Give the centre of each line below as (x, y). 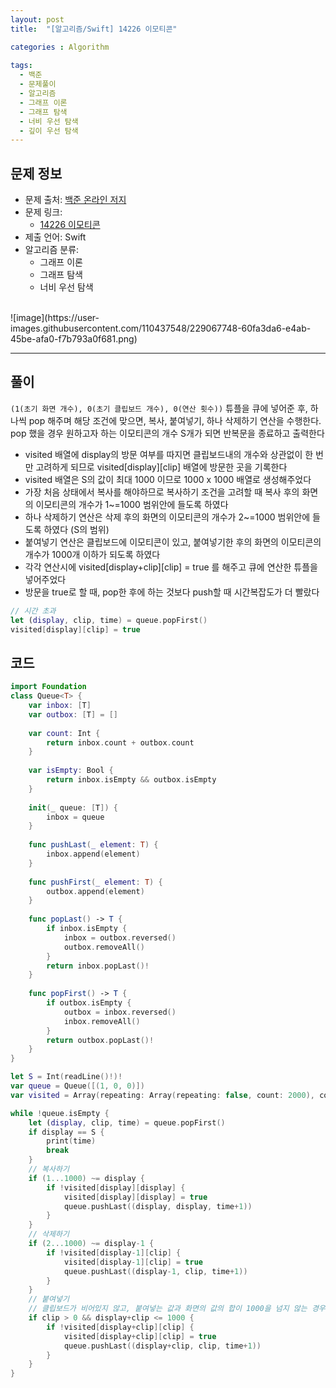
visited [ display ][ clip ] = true (75, 629)
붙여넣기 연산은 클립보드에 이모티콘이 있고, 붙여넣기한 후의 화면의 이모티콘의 (173, 542)
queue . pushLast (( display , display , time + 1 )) (158, 1206)
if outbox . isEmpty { (89, 1003)
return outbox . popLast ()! (100, 1040)
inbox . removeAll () (102, 1021)
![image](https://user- (55, 318)
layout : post (37, 19)
